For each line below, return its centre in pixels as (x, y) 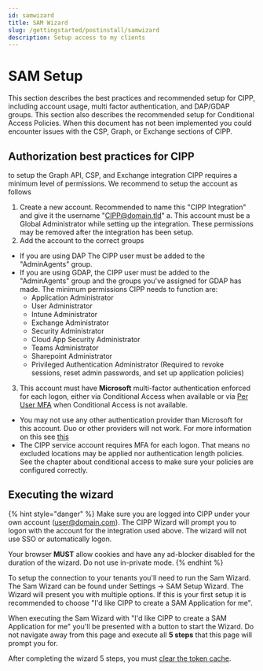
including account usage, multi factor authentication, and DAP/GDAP (119, 106)
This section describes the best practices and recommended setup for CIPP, (131, 98)
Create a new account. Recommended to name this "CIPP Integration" (133, 207)
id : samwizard (31, 15)
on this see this (44, 437)
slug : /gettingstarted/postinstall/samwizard (84, 30)
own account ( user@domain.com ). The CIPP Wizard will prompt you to (122, 522)
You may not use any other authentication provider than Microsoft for (131, 420)
